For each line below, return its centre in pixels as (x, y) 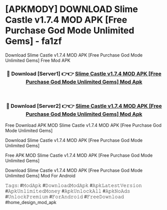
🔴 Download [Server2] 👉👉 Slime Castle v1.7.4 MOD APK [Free (84, 106)
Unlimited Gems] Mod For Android (40, 175)
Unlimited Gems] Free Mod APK (38, 60)
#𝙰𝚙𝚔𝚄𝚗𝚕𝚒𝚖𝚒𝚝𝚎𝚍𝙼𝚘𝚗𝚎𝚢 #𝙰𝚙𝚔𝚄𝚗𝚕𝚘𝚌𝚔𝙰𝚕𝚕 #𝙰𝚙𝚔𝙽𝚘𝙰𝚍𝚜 (68, 191)
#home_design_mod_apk (31, 202)
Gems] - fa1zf (33, 41)
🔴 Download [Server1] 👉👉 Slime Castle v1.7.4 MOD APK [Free (84, 74)
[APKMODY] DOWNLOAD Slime (72, 9)
